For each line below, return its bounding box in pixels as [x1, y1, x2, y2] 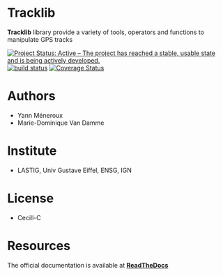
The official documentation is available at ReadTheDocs [7, 261, 169, 269]
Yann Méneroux [17, 111, 63, 119]
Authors [7, 89, 56, 104]
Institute [7, 143, 57, 159]
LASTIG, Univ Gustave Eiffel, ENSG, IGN [17, 166, 132, 174]
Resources [7, 238, 71, 254]
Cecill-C [17, 213, 42, 222]
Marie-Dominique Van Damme [17, 118, 105, 127]
